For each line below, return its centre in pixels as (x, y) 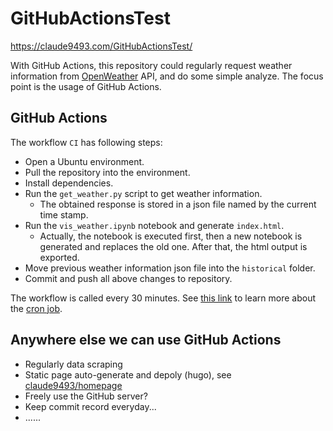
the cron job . (36, 308)
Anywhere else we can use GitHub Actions (146, 340)
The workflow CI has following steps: (86, 142)
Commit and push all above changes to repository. (128, 278)
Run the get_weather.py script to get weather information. (143, 193)
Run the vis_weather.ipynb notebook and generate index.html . (154, 225)
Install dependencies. (69, 183)
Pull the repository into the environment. (107, 172)
